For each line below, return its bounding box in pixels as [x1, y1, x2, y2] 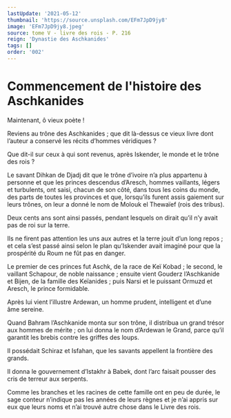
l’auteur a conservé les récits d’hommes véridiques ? [7, 136, 157, 145]
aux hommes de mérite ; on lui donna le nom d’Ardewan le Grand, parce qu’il [7, 325, 224, 334]
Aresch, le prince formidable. [7, 284, 90, 292]
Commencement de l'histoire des [7, 79, 202, 94]
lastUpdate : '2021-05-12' [7, 10, 81, 17]
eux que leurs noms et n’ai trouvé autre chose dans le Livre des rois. [7, 402, 201, 411]
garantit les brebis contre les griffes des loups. [7, 333, 139, 341]
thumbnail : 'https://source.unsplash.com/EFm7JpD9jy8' [7, 17, 168, 23]
